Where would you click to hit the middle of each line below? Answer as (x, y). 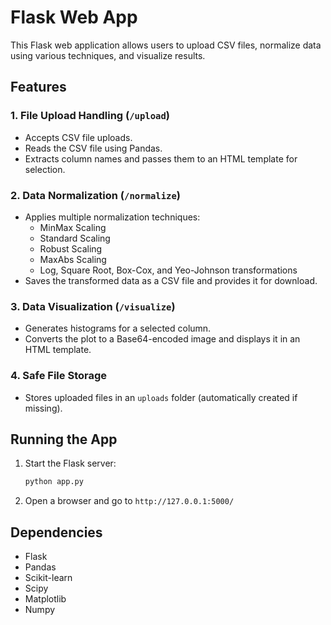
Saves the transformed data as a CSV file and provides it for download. (171, 280)
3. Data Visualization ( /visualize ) (93, 306)
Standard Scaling (75, 238)
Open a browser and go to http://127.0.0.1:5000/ (129, 501)
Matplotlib (45, 599)
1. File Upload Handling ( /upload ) (90, 116)
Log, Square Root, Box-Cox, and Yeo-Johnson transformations (168, 270)
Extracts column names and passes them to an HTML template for (161, 158)
